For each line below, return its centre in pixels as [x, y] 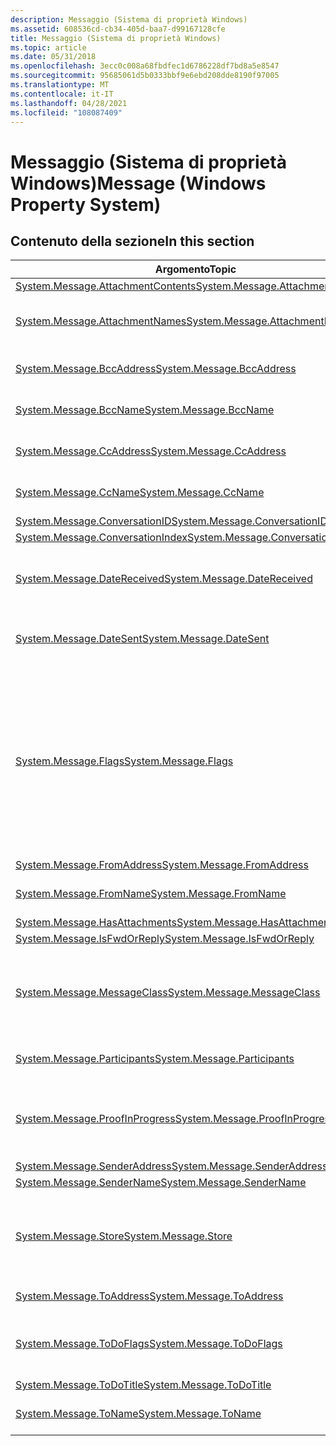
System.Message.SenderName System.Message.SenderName [161, 1183]
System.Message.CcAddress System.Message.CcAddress [151, 451]
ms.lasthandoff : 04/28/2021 [69, 103]
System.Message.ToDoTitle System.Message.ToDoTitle [143, 1385]
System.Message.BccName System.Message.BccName [145, 410]
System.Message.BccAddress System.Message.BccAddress [156, 369]
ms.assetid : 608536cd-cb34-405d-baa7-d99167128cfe [118, 29]
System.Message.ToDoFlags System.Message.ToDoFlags [149, 1344]
